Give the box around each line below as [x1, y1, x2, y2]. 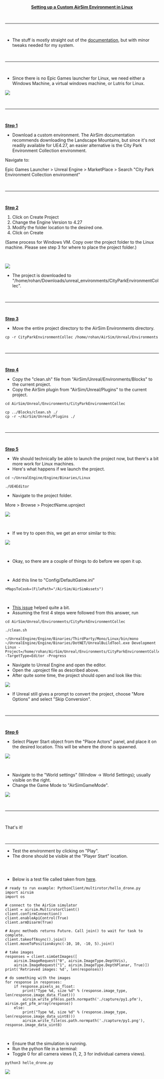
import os [5, 894, 25, 899]
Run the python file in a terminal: [12, 1046, 78, 1052]
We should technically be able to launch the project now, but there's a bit [12, 456, 159, 461]
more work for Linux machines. [12, 461, 75, 466]
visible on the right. [12, 777, 51, 783]
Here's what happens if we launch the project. [12, 466, 105, 472]
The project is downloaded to [12, 273, 72, 278]
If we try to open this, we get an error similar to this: [12, 530, 116, 536]
